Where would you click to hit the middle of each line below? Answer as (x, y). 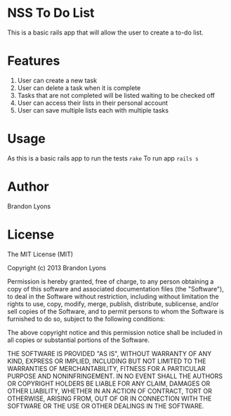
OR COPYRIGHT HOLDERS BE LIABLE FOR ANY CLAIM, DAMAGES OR (109, 383)
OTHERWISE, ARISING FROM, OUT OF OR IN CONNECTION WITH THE (110, 398)
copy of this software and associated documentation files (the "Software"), (116, 289)
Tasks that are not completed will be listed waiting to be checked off (116, 95)
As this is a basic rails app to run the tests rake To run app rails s (103, 158)
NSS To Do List (51, 13)
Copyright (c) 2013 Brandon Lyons (57, 267)
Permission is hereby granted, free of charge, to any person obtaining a (111, 281)
